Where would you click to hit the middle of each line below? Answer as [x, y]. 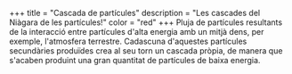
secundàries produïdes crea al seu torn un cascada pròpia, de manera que [146, 51]
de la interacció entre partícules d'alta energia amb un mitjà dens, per [137, 32]
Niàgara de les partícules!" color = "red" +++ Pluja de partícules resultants [146, 22]
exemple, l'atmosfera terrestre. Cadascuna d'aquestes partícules [128, 41]
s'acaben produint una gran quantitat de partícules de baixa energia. [135, 60]
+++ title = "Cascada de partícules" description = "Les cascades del [135, 13]
